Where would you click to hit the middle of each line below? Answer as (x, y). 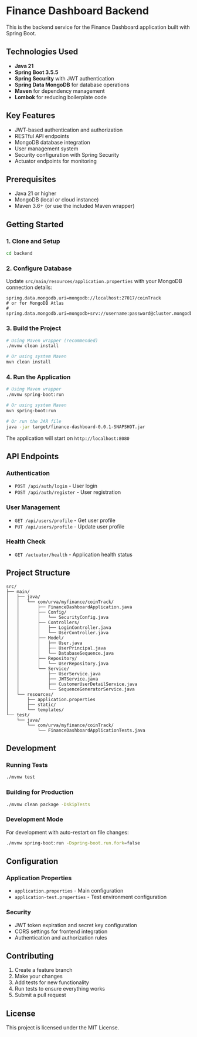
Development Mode (35, 819)
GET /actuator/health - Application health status (74, 554)
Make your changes (38, 977)
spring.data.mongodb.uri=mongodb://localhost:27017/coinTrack (84, 298)
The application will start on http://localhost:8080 (68, 438)
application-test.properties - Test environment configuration (91, 897)
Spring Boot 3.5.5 (36, 72)
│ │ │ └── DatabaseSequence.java (60, 653)
